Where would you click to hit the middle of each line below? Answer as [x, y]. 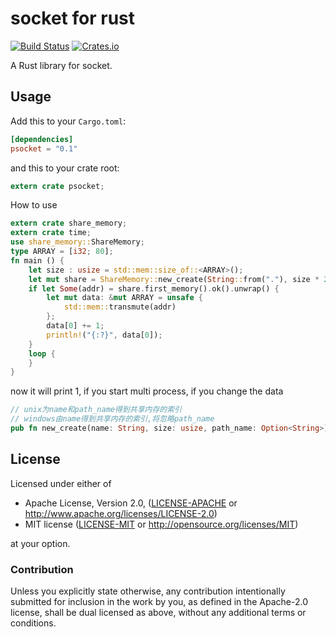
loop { [42, 353]
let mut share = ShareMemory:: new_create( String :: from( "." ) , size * [174, 279]
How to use [34, 205]
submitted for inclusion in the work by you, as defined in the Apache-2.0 [159, 601]
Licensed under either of [61, 483]
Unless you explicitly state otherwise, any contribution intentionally [148, 591]
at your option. [40, 543]
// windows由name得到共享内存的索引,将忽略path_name [112, 419]
